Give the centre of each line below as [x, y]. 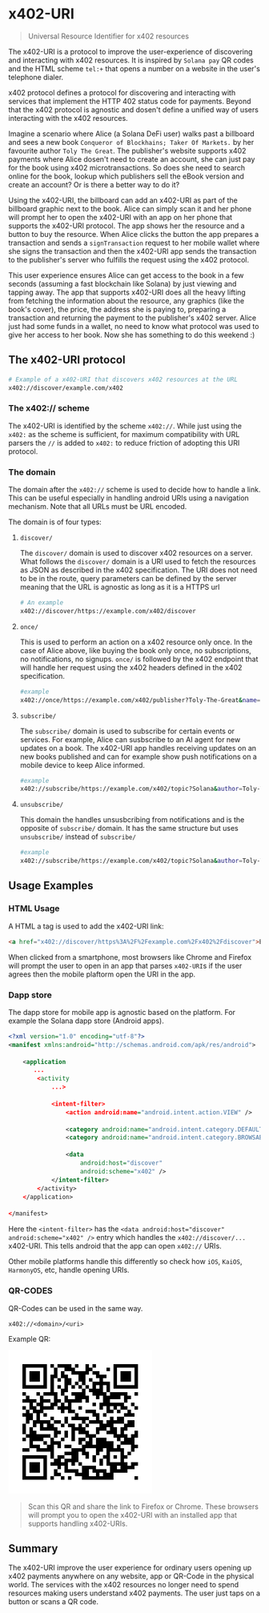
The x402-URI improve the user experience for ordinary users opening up [130, 1568]
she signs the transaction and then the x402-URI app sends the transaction [132, 251]
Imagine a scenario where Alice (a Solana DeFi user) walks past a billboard [131, 134]
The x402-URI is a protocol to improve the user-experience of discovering [130, 51]
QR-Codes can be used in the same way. [76, 1308]
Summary [33, 1549]
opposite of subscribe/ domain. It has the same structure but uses [129, 829]
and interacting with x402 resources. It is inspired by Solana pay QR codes [131, 60]
